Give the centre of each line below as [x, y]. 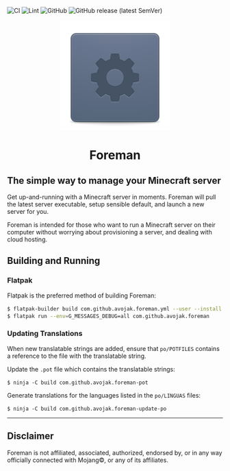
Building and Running [54, 261]
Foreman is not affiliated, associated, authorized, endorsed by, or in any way [115, 452]
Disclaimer [30, 436]
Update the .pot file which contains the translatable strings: [91, 369]
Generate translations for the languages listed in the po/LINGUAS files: [104, 395]
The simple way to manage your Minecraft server [114, 181]
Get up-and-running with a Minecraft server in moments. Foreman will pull [112, 197]
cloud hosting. [27, 239]
